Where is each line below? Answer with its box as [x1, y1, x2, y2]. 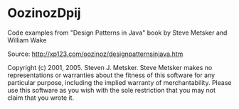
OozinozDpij [7, 5, 81, 21]
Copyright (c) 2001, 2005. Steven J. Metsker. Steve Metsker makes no [7, 63, 213, 71]
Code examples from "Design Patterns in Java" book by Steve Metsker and [7, 28, 228, 37]
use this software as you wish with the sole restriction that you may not [7, 86, 216, 94]
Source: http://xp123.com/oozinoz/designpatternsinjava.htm [7, 50, 184, 58]
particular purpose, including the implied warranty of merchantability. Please [7, 78, 232, 86]
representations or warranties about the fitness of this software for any [7, 71, 216, 79]
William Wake [7, 35, 47, 44]
